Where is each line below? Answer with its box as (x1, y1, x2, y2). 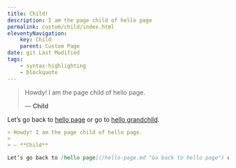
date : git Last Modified (7, 50, 80, 57)
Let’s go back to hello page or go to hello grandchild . (7, 115, 160, 123)
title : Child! (7, 10, 49, 17)
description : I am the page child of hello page (7, 17, 152, 24)
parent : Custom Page (20, 43, 80, 50)
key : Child (20, 36, 52, 43)
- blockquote (20, 69, 58, 76)
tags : (7, 56, 23, 63)
